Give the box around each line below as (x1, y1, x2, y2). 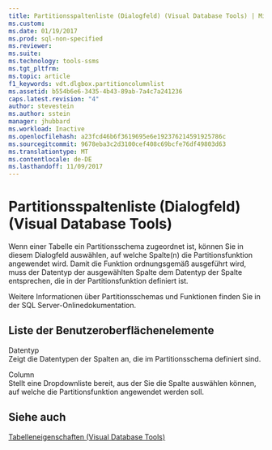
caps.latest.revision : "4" (8, 95, 100, 103)
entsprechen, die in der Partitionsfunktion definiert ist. (8, 276, 189, 286)
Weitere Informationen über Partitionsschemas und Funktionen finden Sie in (8, 292, 261, 302)
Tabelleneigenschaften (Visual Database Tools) (8, 431, 166, 442)
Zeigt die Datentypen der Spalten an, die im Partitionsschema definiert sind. (8, 354, 261, 363)
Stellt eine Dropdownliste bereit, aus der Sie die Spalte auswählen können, (8, 378, 257, 388)
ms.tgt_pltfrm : (8, 65, 60, 73)
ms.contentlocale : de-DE (8, 155, 92, 163)
